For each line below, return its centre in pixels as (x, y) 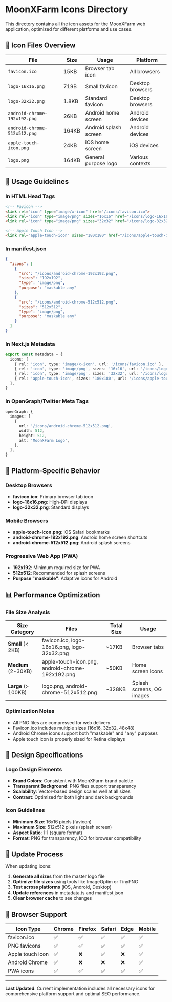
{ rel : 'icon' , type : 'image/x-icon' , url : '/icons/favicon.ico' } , (89, 364)
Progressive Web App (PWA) (42, 556)
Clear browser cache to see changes (52, 898)
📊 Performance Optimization (53, 595)
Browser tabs (148, 647)
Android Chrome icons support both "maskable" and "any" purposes (85, 733)
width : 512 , (31, 431)
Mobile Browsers (27, 521)
